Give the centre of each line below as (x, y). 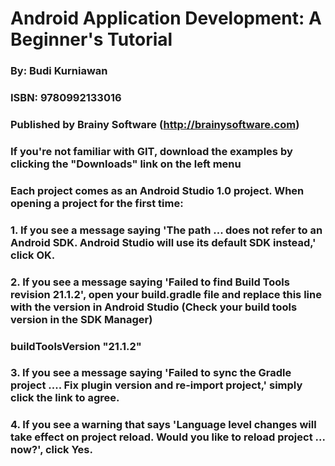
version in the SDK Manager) (81, 319)
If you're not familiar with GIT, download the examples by (151, 151)
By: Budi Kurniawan (59, 71)
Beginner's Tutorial (91, 39)
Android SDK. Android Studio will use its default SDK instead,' (163, 242)
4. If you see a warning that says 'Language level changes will (163, 425)
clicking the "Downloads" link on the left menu (126, 164)
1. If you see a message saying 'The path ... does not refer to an (166, 230)
